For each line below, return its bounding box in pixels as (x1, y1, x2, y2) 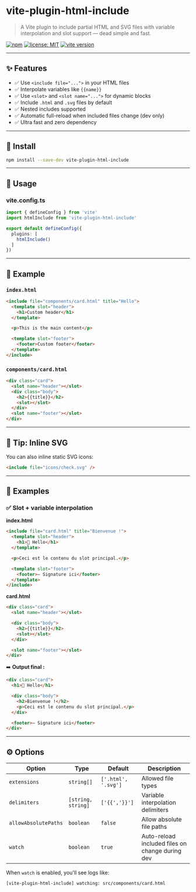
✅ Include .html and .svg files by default (14, 98, 113, 106)
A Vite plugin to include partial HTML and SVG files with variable (20, 23, 175, 30)
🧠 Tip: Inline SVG (6, 438, 68, 447)
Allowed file (141, 774, 174, 782)
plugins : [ (11, 231, 38, 237)
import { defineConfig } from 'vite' (6, 210, 98, 216)
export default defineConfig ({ (6, 225, 82, 231)
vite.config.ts (6, 196, 45, 204)
